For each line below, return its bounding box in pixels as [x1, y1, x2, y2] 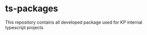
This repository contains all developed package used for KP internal [5, 19, 143, 25]
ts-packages [5, 3, 59, 14]
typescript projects [5, 24, 44, 30]
